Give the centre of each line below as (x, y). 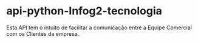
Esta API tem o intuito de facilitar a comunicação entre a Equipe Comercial (99, 27)
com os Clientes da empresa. (43, 33)
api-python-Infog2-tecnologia (84, 11)
